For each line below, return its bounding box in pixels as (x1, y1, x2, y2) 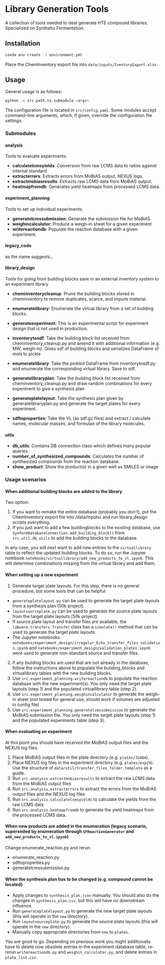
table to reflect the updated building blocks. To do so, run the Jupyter (5, 550, 146, 556)
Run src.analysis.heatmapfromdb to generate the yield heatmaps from (12, 807, 154, 812)
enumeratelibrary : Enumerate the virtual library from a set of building (12, 306, 154, 311)
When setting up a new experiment (5, 572, 78, 578)
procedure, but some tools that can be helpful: (12, 588, 107, 594)
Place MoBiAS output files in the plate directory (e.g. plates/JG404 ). (12, 754, 149, 760)
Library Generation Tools (5, 3, 109, 15)
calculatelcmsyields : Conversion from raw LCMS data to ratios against (12, 163, 157, 169)
